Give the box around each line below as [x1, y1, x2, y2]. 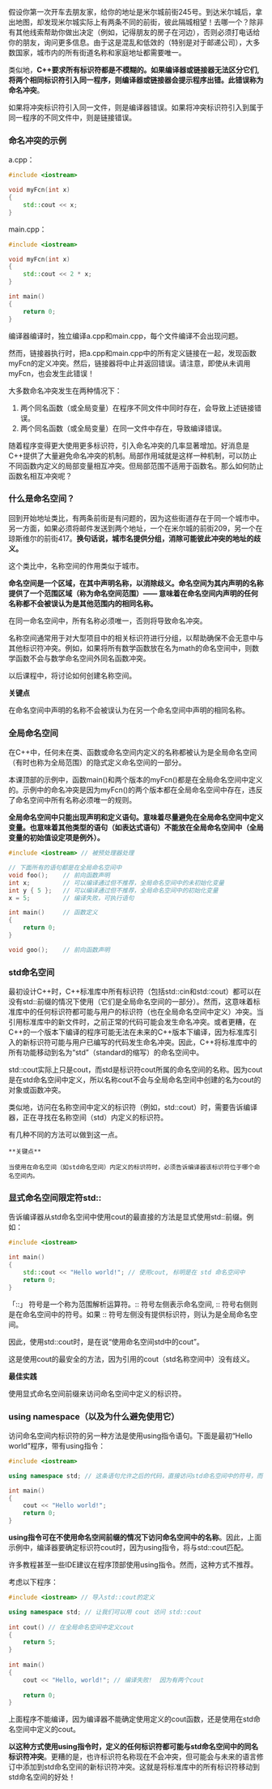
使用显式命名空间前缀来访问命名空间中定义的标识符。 [8, 1388, 186, 1398]
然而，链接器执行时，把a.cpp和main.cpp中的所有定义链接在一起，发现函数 [8, 348, 257, 357]
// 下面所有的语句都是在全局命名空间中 [8, 864, 122, 872]
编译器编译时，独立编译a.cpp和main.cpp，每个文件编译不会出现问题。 [8, 331, 243, 340]
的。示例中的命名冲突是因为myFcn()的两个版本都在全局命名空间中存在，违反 [8, 785, 263, 795]
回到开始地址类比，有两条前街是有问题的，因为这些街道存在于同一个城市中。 [8, 513, 264, 522]
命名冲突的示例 [8, 135, 67, 146]
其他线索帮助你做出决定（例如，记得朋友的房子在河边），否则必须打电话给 [15, 28, 261, 37]
